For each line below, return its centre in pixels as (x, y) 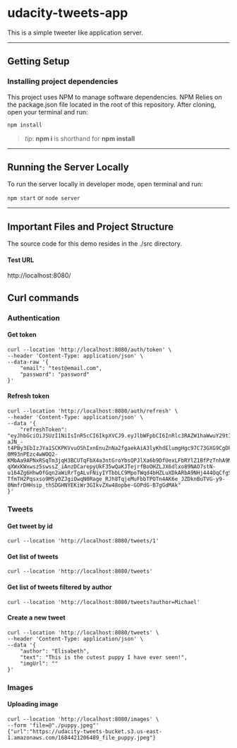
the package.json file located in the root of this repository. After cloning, (112, 105)
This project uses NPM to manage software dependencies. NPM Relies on (115, 97)
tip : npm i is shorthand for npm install (80, 138)
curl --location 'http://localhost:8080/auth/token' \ (90, 350)
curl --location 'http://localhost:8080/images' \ (83, 719)
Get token (22, 335)
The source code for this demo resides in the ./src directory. (95, 244)
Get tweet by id (30, 526)
